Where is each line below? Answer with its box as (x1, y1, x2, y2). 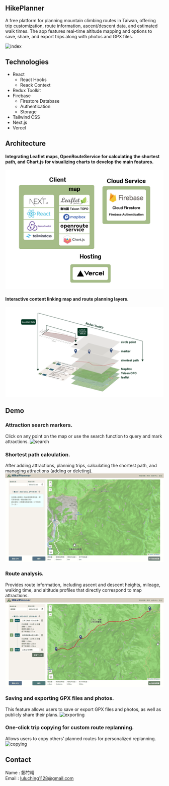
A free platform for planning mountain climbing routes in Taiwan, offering (5, 17, 156, 23)
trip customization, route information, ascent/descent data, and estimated (5, 23, 158, 29)
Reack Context (20, 82, 51, 88)
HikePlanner (5, 4, 45, 13)
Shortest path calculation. (5, 451, 70, 458)
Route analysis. (5, 570, 44, 577)
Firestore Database (20, 98, 60, 104)
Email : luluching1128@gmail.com (5, 775, 74, 781)
